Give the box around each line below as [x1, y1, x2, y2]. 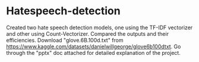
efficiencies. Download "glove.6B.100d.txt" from [6, 36, 124, 44]
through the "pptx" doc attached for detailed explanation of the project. [6, 49, 181, 56]
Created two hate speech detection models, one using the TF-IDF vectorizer [6, 24, 193, 31]
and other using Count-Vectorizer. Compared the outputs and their [6, 30, 169, 37]
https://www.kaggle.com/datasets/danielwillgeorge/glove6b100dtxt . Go [6, 43, 181, 50]
